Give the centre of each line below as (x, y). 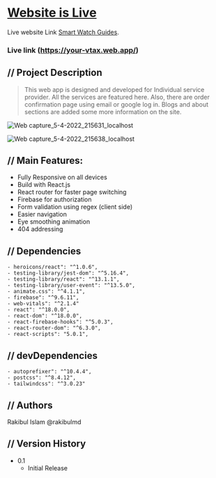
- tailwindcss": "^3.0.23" (46, 384)
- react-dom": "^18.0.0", (45, 316)
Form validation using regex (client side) (75, 207)
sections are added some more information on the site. (103, 111)
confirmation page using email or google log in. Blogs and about (116, 104)
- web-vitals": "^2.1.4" (43, 304)
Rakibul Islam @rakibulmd (44, 422)
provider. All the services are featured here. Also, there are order (117, 97)
